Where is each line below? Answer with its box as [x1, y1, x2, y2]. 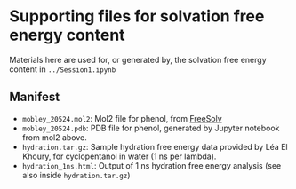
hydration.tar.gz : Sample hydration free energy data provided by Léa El [21, 141, 288, 152]
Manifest [9, 90, 60, 105]
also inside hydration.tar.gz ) [21, 169, 131, 180]
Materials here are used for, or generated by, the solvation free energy [9, 54, 267, 65]
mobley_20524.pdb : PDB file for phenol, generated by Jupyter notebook [21, 122, 280, 133]
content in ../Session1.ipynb [9, 64, 116, 75]
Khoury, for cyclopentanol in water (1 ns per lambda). [21, 151, 217, 161]
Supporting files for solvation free [9, 6, 265, 27]
